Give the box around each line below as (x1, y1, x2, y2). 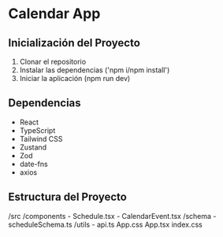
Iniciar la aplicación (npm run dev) (19, 74, 131, 83)
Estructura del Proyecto (8, 191, 128, 204)
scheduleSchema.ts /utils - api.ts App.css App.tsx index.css (8, 220, 203, 229)
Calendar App (8, 5, 101, 23)
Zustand (19, 143, 47, 152)
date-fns (19, 159, 49, 168)
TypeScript (19, 125, 56, 135)
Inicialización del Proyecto (8, 36, 140, 50)
